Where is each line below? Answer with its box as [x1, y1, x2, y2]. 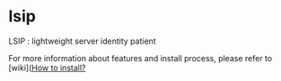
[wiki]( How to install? [8, 62, 86, 73]
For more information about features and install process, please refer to [8, 53, 273, 63]
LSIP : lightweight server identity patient [8, 36, 156, 46]
